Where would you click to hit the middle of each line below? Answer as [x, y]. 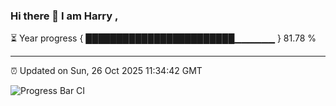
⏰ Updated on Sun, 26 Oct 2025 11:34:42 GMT [106, 71]
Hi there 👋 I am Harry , [64, 16]
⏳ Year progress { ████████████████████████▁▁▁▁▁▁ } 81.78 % [163, 38]
